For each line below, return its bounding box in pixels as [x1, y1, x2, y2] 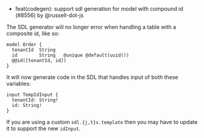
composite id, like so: [6, 30, 60, 37]
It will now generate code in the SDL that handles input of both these [6, 74, 178, 81]
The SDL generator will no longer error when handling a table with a [6, 24, 177, 30]
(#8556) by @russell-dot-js [15, 12, 84, 19]
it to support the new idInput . [6, 125, 81, 132]
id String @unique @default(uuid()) [12, 52, 130, 58]
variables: [6, 80, 31, 87]
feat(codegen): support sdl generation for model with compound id [15, 5, 184, 12]
